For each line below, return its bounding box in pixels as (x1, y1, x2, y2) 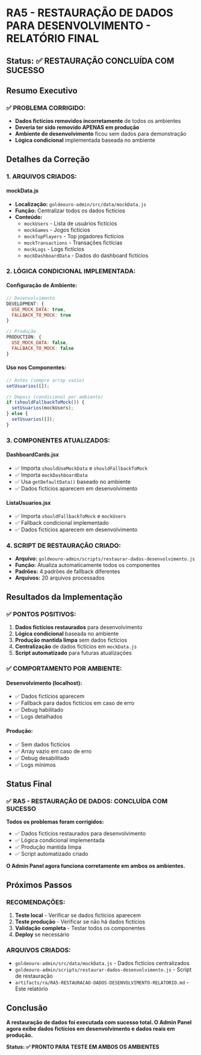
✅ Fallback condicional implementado (14, 519, 110, 527)
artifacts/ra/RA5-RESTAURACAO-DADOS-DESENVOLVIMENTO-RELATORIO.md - (14, 979, 190, 986)
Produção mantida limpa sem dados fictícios (14, 636, 128, 644)
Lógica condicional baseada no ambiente (14, 630, 119, 638)
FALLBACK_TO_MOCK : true (11, 312, 71, 318)
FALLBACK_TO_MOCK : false (11, 345, 74, 351)
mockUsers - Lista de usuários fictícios (23, 220, 117, 227)
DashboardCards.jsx (6, 451, 59, 458)
